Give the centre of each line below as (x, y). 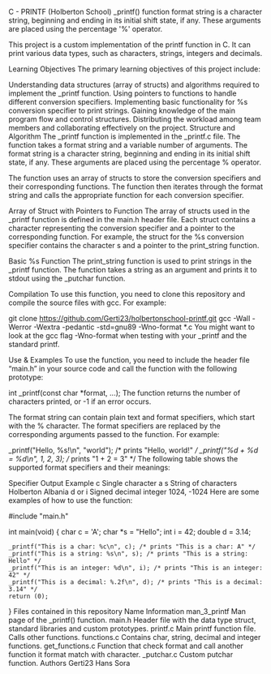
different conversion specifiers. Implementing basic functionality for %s (128, 102)
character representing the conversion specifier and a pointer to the (122, 228)
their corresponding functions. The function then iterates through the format (136, 187)
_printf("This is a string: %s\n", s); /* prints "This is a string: (129, 554)
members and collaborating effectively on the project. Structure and (122, 128)
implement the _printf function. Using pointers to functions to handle (123, 93)
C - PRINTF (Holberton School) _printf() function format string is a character (135, 12)
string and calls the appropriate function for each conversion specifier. (127, 195)
